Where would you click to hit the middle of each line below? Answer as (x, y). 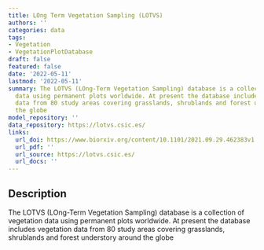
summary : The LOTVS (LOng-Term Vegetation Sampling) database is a (121, 88)
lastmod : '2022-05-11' (45, 81)
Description (37, 193)
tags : (17, 37)
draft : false (29, 60)
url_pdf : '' (35, 147)
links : (19, 132)
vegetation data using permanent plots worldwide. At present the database (129, 220)
